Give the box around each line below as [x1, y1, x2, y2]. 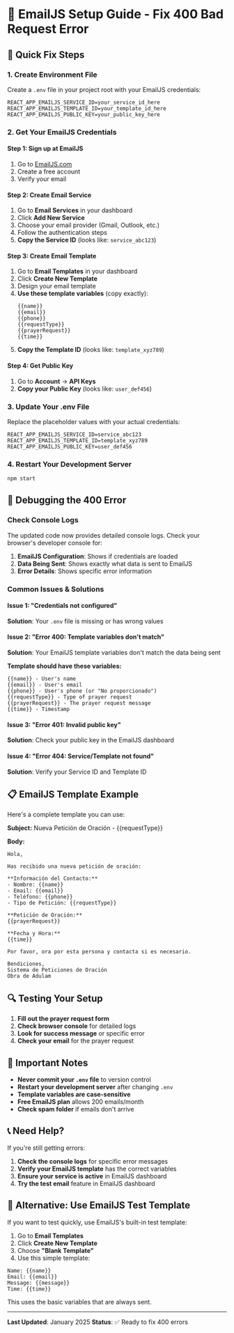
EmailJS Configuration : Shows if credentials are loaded [17, 552, 178, 560]
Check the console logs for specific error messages [17, 1157, 169, 1165]
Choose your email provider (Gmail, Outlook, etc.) [17, 221, 160, 229]
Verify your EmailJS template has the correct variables [17, 1164, 177, 1173]
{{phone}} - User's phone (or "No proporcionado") [7, 687, 157, 695]
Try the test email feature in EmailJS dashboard [17, 1179, 155, 1187]
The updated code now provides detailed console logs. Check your [7, 531, 200, 539]
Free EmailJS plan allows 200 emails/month [17, 1097, 144, 1106]
